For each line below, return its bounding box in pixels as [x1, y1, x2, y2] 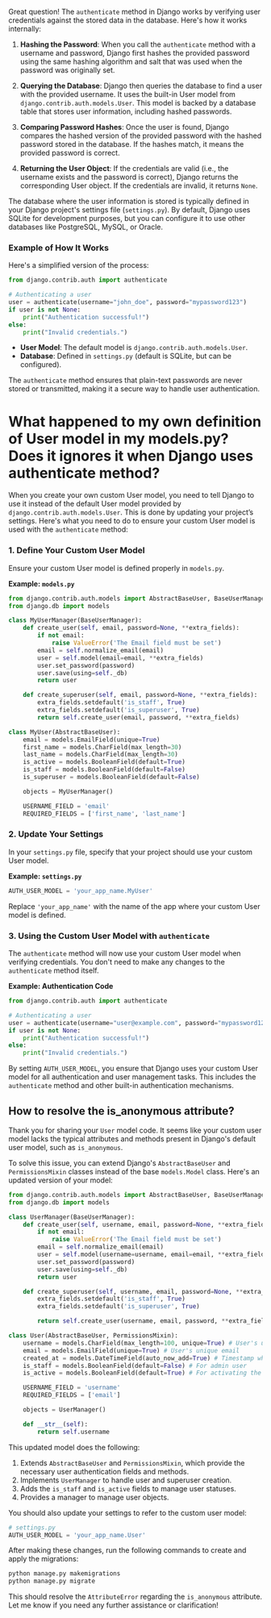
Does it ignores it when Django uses [8, 447, 254, 465]
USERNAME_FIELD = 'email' [23, 802, 110, 810]
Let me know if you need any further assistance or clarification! [8, 1600, 219, 1610]
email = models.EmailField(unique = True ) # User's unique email [23, 1346, 240, 1354]
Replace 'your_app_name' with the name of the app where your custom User [8, 901, 261, 911]
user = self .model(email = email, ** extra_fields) [37, 653, 204, 662]
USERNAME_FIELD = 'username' [23, 1383, 121, 1392]
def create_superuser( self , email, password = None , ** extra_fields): [23, 691, 258, 699]
